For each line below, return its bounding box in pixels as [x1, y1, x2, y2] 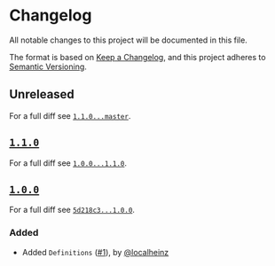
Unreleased [9, 87, 75, 102]
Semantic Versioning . [9, 61, 87, 72]
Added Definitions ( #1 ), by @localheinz [21, 246, 169, 257]
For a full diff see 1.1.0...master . [9, 110, 131, 121]
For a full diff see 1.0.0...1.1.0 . [9, 157, 127, 168]
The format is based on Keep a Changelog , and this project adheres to [9, 51, 266, 62]
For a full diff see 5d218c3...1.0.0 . [9, 205, 136, 215]
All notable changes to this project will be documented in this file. [9, 35, 248, 45]
